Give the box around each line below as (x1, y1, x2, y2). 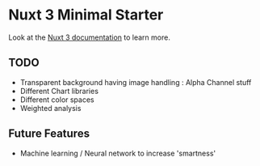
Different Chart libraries (19, 86, 99, 96)
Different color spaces (19, 95, 94, 104)
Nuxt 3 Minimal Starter (8, 6, 164, 24)
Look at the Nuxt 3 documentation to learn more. (8, 32, 171, 42)
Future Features (8, 127, 90, 141)
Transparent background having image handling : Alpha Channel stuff (19, 77, 252, 87)
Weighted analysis (19, 103, 82, 113)
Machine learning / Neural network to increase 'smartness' (19, 148, 216, 158)
